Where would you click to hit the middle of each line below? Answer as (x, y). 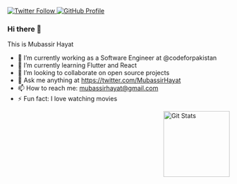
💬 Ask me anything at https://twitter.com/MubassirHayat (99, 80)
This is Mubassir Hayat (41, 44)
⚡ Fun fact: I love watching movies (67, 99)
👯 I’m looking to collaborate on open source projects (93, 73)
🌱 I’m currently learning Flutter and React (77, 65)
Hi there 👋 (25, 29)
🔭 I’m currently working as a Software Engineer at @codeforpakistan (117, 58)
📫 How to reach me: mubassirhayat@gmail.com (88, 88)
